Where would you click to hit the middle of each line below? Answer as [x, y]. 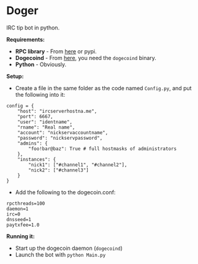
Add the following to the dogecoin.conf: [65, 192]
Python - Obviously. [41, 64]
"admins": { [32, 143]
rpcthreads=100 [26, 203]
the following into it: [40, 94]
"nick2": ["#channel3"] [59, 170]
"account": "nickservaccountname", [63, 132]
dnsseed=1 [19, 219]
